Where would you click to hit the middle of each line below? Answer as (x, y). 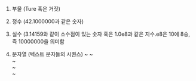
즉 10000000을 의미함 (38, 41)
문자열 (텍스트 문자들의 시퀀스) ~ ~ (52, 54)
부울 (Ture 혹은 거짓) (36, 9)
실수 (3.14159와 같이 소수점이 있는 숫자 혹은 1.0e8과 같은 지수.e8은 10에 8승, (101, 34)
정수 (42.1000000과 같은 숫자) (48, 21)
